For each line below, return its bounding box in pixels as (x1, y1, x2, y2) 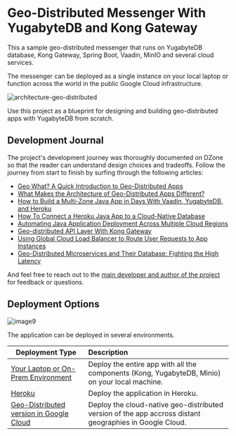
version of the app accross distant (88, 409, 201, 418)
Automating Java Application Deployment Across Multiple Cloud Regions (17, 219, 228, 228)
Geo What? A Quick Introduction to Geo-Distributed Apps (17, 182, 184, 190)
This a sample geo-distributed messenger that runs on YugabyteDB (7, 43, 203, 51)
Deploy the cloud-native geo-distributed (88, 399, 223, 409)
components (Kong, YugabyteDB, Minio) (88, 368, 221, 378)
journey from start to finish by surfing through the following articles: (7, 168, 204, 177)
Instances (17, 242, 46, 250)
